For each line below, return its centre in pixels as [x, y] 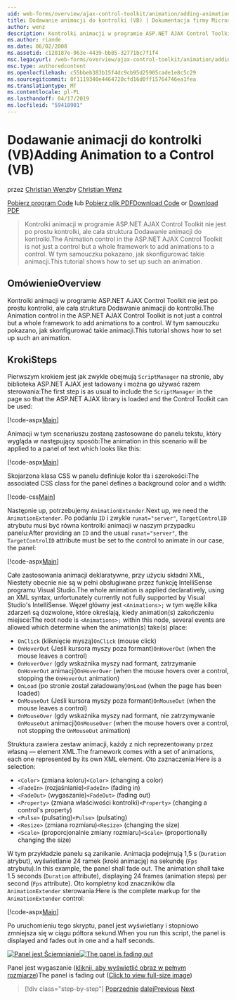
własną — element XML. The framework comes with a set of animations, [111, 752]
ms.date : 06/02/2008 [38, 46]
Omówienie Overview [54, 284]
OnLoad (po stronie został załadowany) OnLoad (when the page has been [119, 686]
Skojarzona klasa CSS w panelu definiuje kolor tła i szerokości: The [103, 476]
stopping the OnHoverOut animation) [68, 678]
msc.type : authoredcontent [47, 66]
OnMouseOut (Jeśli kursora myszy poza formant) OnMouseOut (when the [117, 701]
